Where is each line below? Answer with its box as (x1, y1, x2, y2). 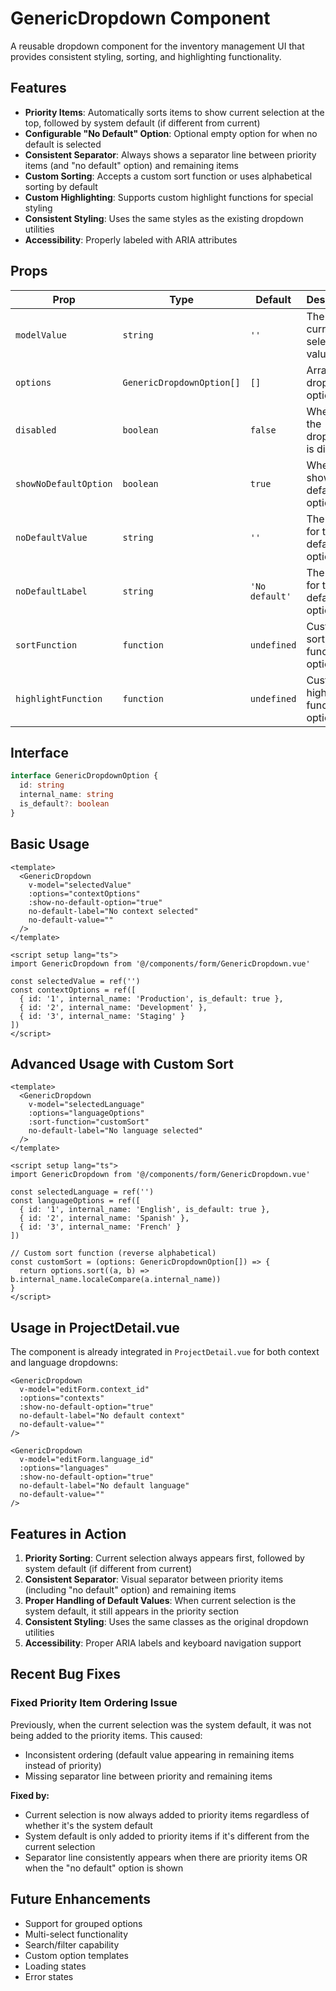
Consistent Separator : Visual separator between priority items (24, 1573, 284, 1585)
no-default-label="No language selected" (28, 1126, 203, 1136)
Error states (24, 1970, 74, 1982)
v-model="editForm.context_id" (19, 1385, 150, 1395)
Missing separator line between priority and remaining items (24, 1770, 273, 1782)
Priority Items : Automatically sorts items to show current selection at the (24, 106, 325, 118)
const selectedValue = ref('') (10, 976, 141, 986)
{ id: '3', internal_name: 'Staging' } (19, 1011, 186, 1021)
